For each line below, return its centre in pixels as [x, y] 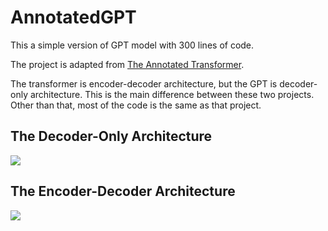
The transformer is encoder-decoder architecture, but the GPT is [144, 83]
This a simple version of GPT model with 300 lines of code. [132, 45]
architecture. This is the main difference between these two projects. [172, 94]
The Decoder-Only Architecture [111, 136]
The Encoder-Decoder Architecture [123, 191]
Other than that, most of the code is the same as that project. [136, 105]
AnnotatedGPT [73, 17]
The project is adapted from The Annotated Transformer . [127, 64]
